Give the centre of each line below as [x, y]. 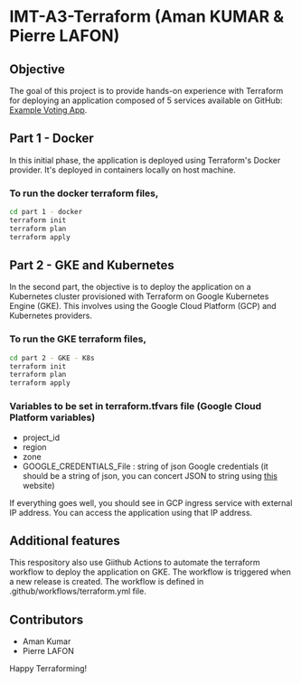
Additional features [65, 541]
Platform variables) [52, 417]
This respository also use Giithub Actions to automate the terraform [135, 563]
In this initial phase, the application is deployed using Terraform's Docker [145, 160]
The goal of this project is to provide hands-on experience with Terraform [146, 91]
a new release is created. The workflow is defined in [107, 582]
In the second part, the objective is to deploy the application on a [130, 287]
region [34, 447]
